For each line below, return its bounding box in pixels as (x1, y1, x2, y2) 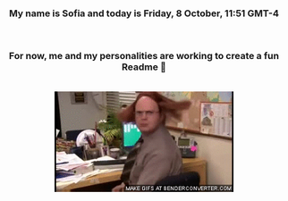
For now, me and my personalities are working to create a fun (8, 50, 280, 63)
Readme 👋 (122, 61, 166, 73)
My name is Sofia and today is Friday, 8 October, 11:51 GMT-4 (8, 7, 280, 20)
